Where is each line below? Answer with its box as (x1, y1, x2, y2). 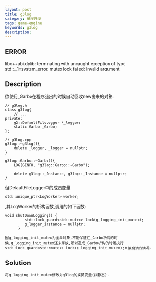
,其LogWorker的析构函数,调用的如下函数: (5, 203, 86, 209)
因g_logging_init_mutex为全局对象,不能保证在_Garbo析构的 (5, 235, 114, 240)
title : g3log (5, 12, 31, 17)
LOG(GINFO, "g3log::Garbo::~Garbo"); (14, 162, 90, 168)
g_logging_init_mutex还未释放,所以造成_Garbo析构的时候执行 (11, 240, 124, 246)
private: (5, 116, 23, 121)
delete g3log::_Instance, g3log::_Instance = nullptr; (14, 171, 127, 176)
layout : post (5, 7, 31, 12)
